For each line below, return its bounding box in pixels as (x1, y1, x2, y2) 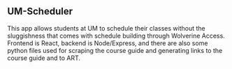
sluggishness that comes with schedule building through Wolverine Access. (7, 31, 225, 40)
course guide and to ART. (7, 54, 81, 62)
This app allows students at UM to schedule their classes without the (7, 24, 205, 32)
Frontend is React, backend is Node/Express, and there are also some (7, 38, 208, 47)
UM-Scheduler (7, 6, 73, 17)
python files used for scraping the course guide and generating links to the (7, 46, 223, 54)
